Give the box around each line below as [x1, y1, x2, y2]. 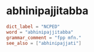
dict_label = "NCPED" [6, 24, 60, 30]
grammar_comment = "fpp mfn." [6, 34, 82, 41]
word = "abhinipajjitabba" [6, 29, 74, 35]
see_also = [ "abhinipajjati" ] [6, 40, 82, 46]
